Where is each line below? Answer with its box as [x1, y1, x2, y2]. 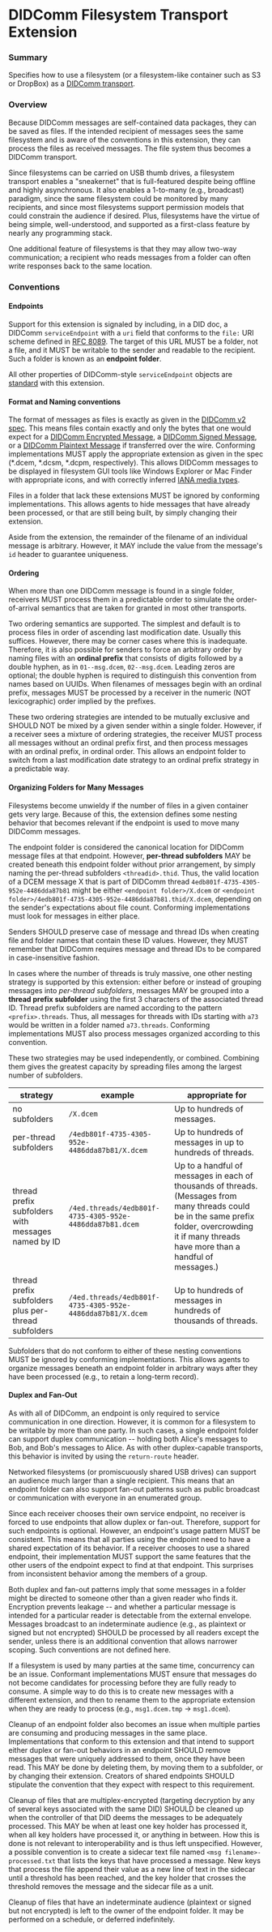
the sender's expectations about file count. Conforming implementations [8, 902, 251, 912]
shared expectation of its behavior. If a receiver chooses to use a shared [8, 1543, 249, 1553]
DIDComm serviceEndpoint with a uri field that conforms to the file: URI [8, 328, 254, 337]
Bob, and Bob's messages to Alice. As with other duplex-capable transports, [8, 1442, 263, 1452]
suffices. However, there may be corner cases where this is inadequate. [8, 636, 249, 646]
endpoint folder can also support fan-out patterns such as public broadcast [8, 1484, 261, 1493]
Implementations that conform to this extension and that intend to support [8, 1737, 255, 1746]
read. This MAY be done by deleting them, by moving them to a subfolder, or [8, 1762, 263, 1772]
